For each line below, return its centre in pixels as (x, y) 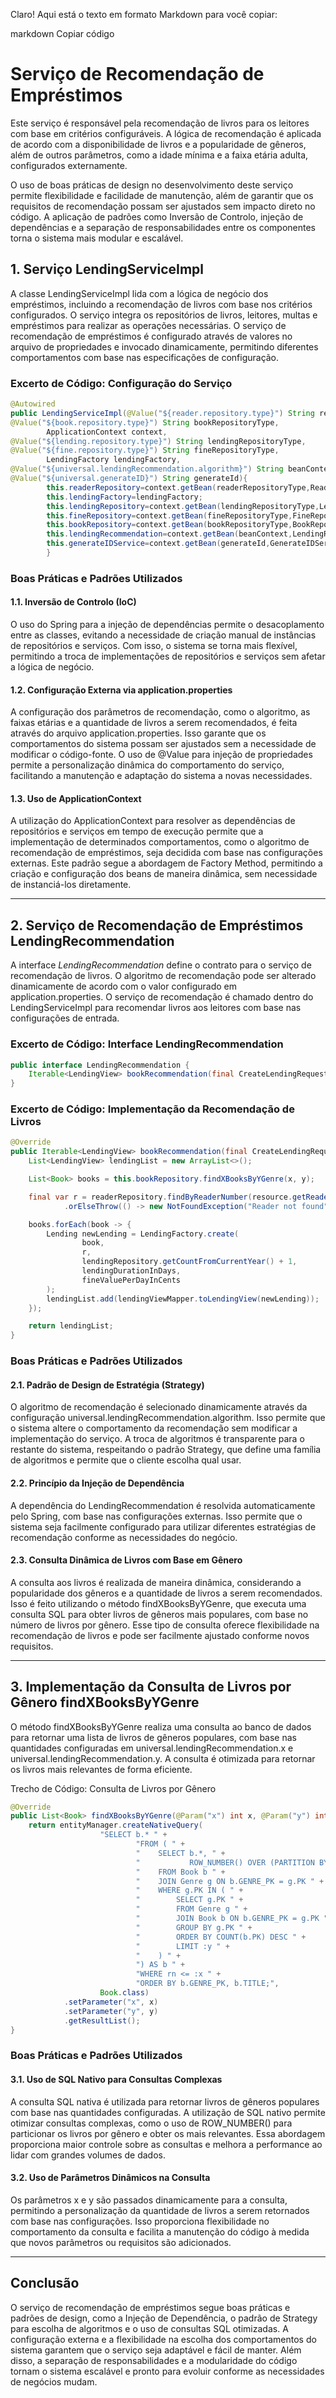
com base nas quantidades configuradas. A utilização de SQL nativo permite (168, 2112)
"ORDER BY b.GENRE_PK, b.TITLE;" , (207, 1984)
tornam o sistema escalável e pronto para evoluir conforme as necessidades (167, 2371)
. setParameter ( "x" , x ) (111, 2002)
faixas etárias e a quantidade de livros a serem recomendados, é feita (154, 723)
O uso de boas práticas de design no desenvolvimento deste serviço (152, 185)
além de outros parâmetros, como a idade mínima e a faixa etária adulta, (159, 155)
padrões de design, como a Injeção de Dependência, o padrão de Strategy (164, 2318)
